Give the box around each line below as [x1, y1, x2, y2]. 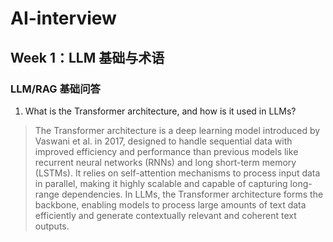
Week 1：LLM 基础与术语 [10, 49, 165, 66]
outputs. [34, 220, 70, 232]
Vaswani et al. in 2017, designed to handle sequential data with [34, 135, 293, 147]
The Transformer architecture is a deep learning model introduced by [34, 124, 321, 136]
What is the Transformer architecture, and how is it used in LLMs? [24, 105, 297, 117]
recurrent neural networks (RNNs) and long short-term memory [34, 156, 297, 168]
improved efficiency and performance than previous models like [34, 145, 299, 157]
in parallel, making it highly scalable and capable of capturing [34, 177, 288, 189]
